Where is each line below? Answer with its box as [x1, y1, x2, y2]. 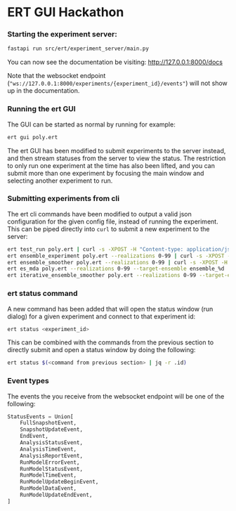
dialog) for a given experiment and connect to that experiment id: [7, 312, 196, 321]
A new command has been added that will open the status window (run [7, 304, 214, 313]
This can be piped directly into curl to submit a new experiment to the [7, 224, 210, 233]
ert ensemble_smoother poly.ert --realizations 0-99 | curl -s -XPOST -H [7, 259, 228, 266]
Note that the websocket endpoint [7, 72, 106, 80]
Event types [7, 376, 49, 386]
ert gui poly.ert [7, 134, 58, 141]
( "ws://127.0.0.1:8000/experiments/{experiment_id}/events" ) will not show [7, 79, 228, 88]
